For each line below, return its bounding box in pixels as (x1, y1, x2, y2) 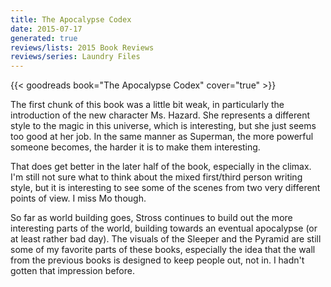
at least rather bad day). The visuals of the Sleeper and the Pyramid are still (10, 233, 322, 245)
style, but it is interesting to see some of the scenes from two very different (10, 182, 321, 194)
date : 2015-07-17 (10, 24, 83, 34)
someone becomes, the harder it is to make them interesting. (10, 141, 261, 153)
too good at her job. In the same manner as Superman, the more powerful (10, 131, 314, 143)
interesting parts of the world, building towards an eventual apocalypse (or (10, 222, 318, 235)
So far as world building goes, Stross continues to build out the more (10, 212, 293, 224)
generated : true (10, 33, 78, 43)
